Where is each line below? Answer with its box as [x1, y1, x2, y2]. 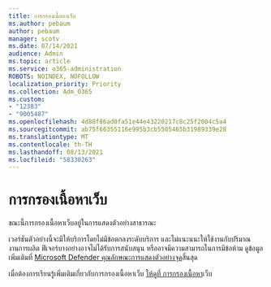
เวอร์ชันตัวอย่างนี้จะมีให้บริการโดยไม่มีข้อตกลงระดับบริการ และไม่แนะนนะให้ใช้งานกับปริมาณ [8, 234, 252, 244]
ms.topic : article [8, 58, 71, 66]
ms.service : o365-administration [8, 65, 122, 73]
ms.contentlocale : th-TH [8, 140, 92, 149]
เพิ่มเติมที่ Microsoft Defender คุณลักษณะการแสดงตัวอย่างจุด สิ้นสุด [8, 253, 198, 263]
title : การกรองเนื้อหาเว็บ [8, 11, 76, 20]
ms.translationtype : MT [8, 133, 89, 141]
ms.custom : [8, 95, 45, 103]
